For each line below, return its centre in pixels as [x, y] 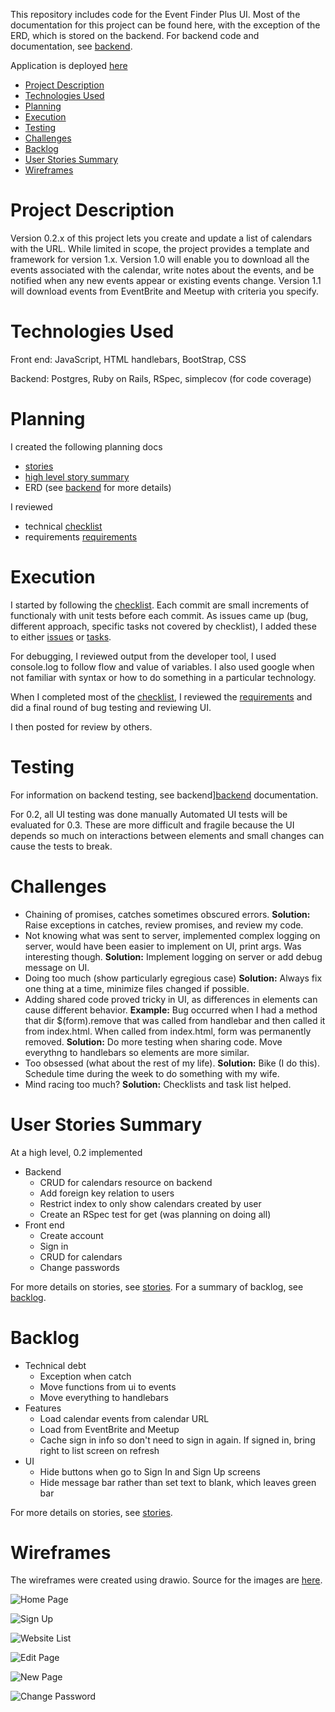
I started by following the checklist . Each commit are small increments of [160, 605]
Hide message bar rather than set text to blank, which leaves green [178, 1482]
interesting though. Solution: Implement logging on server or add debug [173, 956]
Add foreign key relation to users [107, 1193]
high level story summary [77, 476]
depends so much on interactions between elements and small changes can [167, 835]
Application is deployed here [69, 65]
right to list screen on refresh [99, 1450]
